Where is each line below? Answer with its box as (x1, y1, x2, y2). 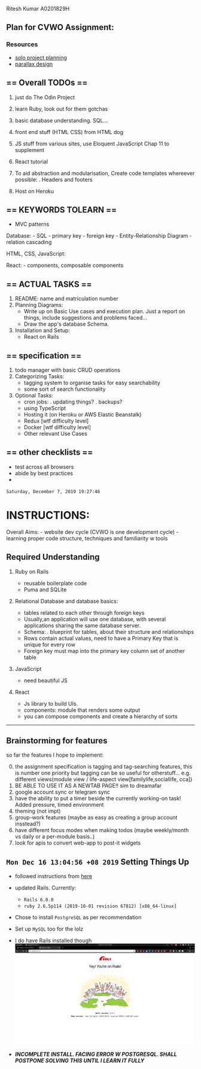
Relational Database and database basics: (14, 597, 118, 605)
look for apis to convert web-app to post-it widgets (14, 839, 141, 846)
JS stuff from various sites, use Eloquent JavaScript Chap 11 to (14, 140, 169, 147)
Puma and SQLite (23, 586, 67, 593)
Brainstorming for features (6, 736, 108, 746)
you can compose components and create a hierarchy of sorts (23, 712, 178, 720)
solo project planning (14, 54, 67, 61)
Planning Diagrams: (14, 302, 63, 309)
